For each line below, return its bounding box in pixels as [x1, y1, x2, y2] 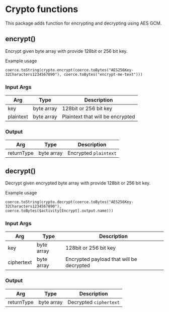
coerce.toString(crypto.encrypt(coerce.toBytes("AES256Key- [5, 67, 134, 72]
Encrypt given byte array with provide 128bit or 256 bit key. [5, 48, 128, 54]
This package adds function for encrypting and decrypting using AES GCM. [5, 20, 162, 26]
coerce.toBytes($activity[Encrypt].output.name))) [5, 209, 114, 214]
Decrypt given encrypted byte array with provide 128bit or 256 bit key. [5, 180, 151, 186]
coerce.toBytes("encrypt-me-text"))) [63, 72, 143, 77]
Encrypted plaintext [67, 150, 117, 157]
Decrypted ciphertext [67, 298, 120, 305]
